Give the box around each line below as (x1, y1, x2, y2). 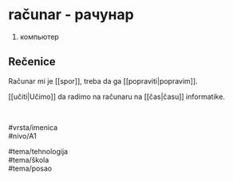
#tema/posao (8, 163, 53, 173)
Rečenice (8, 55, 56, 69)
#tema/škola (8, 155, 49, 164)
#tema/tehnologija (8, 146, 69, 156)
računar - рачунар (8, 6, 134, 24)
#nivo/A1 (8, 131, 38, 140)
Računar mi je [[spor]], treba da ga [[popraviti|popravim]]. (8, 76, 198, 85)
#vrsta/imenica (8, 122, 58, 132)
